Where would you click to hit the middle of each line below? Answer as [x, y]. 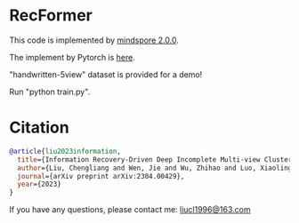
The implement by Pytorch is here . [73, 57]
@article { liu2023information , [65, 151]
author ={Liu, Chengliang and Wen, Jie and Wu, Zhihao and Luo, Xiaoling [155, 168]
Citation [39, 127]
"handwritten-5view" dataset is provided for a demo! [106, 74]
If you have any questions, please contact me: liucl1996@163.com [130, 210]
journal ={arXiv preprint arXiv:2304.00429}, [101, 176]
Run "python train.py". [50, 92]
